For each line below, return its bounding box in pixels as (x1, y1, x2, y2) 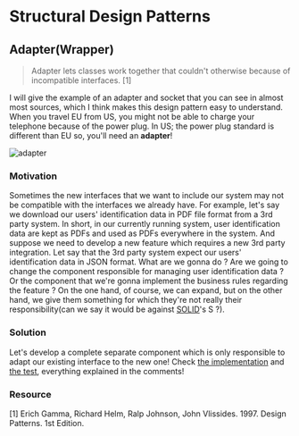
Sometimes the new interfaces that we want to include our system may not (9, 190, 284, 201)
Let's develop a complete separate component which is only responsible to (9, 347, 286, 357)
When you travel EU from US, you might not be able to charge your (9, 112, 255, 122)
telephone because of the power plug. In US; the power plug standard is (9, 121, 275, 131)
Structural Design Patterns (9, 6, 212, 27)
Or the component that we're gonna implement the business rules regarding (9, 275, 288, 287)
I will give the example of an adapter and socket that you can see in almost (9, 92, 284, 103)
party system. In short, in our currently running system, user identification (9, 219, 281, 230)
